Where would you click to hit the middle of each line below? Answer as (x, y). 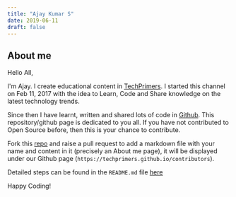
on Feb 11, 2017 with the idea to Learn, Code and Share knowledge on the (114, 94)
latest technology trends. (43, 101)
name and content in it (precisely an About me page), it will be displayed (112, 151)
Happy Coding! (29, 186)
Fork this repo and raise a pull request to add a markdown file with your (111, 144)
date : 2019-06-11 (33, 20)
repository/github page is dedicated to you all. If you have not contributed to (118, 123)
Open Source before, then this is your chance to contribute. (94, 130)
